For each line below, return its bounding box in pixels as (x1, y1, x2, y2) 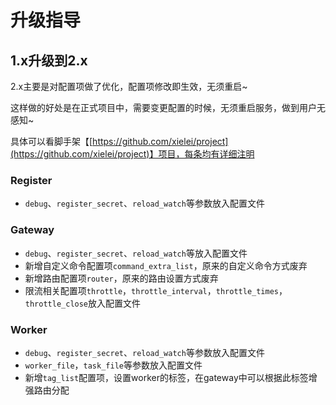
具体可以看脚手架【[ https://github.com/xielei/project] (10, 136, 229, 147)
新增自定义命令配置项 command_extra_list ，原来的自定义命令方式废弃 (24, 259, 308, 271)
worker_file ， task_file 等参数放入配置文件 (24, 359, 203, 371)
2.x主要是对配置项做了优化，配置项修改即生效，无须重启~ (10, 81, 248, 92)
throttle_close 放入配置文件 (24, 297, 142, 309)
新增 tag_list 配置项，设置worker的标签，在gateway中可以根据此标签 (24, 371, 309, 383)
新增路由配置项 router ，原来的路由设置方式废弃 (24, 272, 219, 284)
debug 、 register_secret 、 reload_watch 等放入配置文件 (24, 247, 248, 259)
